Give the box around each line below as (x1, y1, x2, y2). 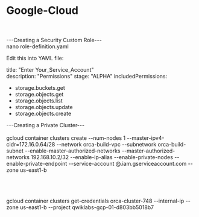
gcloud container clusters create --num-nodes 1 (6, 134, 125, 142)
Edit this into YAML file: (6, 54, 64, 61)
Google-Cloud (6, 4, 78, 17)
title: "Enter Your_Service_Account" (6, 66, 94, 73)
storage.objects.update (14, 103, 74, 110)
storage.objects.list (14, 97, 63, 104)
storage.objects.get (14, 90, 64, 98)
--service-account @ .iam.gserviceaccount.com (68, 160, 187, 167)
